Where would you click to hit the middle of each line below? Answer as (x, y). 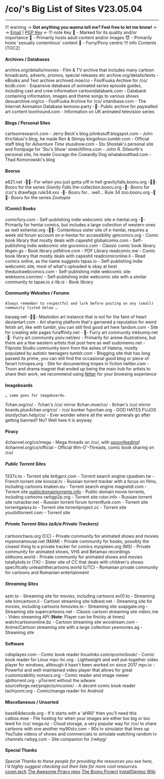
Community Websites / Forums (37, 293)
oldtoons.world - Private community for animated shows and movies (74, 557)
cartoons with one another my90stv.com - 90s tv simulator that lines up (77, 729)
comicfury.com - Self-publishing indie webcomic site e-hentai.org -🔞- (75, 219)
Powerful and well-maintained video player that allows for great (69, 670)
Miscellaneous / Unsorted (32, 702)
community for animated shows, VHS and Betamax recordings (68, 552)
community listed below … (31, 308)
